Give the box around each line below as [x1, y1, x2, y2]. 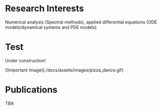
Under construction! [5, 57, 46, 64]
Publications [5, 84, 58, 95]
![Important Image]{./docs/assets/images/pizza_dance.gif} [5, 67, 124, 73]
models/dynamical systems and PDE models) [5, 24, 97, 30]
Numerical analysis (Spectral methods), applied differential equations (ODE [5, 19, 158, 25]
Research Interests [5, 3, 84, 14]
